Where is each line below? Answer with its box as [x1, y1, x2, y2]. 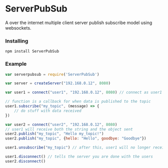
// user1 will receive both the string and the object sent [5, 126, 133, 132]
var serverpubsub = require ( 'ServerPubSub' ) [5, 72, 99, 77]
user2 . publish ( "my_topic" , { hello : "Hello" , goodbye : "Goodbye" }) [5, 136, 146, 141]
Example [5, 61, 27, 68]
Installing [5, 37, 28, 44]
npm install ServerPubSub [5, 49, 59, 54]
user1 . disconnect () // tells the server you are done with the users [5, 154, 153, 159]
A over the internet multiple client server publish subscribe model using [5, 20, 152, 26]
